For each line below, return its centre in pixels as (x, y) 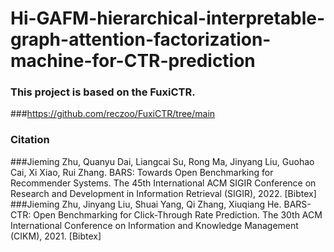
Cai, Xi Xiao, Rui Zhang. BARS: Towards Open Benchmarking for (142, 172)
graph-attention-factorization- (141, 39)
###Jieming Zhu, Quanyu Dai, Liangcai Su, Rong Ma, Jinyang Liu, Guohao (162, 161)
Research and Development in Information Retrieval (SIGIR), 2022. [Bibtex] (163, 193)
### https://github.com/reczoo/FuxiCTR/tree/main (113, 114)
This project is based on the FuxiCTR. (103, 92)
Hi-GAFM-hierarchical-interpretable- (168, 18)
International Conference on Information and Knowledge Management (154, 225)
